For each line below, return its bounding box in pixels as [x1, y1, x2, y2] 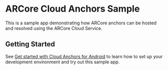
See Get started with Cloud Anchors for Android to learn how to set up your [5, 53, 163, 59]
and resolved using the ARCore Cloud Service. [5, 25, 103, 31]
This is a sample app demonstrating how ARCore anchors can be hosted [5, 20, 157, 26]
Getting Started [5, 40, 55, 49]
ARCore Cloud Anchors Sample [5, 3, 140, 15]
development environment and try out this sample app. [5, 59, 120, 65]
